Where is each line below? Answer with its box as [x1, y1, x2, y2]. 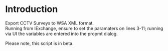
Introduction [5, 3, 58, 15]
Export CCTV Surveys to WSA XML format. [5, 20, 94, 26]
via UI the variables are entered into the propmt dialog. [5, 30, 118, 36]
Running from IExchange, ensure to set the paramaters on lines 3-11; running [5, 25, 163, 31]
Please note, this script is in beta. [5, 40, 74, 46]
